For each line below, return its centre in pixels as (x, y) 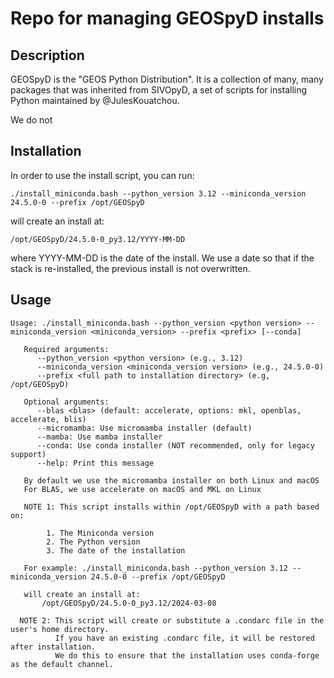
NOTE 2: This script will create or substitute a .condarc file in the (172, 620)
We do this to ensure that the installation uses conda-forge (187, 655)
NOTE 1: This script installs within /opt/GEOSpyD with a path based (171, 507)
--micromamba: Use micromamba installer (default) (144, 428)
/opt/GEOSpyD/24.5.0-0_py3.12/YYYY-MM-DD (98, 239)
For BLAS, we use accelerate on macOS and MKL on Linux (142, 489)
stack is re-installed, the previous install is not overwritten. (130, 268)
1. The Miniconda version (100, 533)
